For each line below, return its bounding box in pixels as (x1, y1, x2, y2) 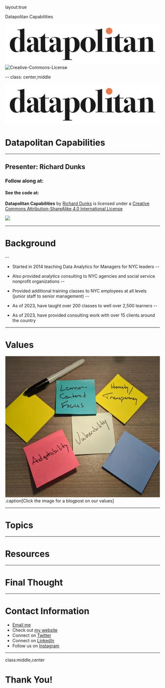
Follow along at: (5, 177, 44, 184)
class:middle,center (5, 657, 45, 663)
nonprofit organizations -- (12, 278, 65, 285)
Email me (12, 622, 31, 628)
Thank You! (5, 674, 53, 686)
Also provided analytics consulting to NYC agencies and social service (12, 273, 156, 279)
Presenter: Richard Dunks (5, 163, 85, 171)
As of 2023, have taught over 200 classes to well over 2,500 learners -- (12, 303, 158, 309)
